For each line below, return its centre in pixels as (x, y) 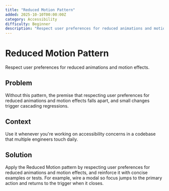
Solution (19, 155)
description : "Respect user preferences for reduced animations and (78, 29)
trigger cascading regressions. (37, 106)
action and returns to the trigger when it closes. (55, 183)
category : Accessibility (31, 19)
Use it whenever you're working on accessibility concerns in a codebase (80, 134)
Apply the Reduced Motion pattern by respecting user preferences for (77, 167)
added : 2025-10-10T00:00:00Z (36, 15)
